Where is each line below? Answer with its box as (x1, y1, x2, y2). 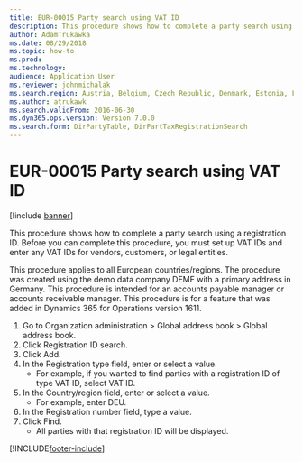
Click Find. (22, 416, 62, 427)
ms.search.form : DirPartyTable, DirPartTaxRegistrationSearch (9, 123, 248, 132)
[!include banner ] (9, 209, 74, 221)
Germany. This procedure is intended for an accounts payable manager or (9, 283, 285, 294)
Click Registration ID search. (22, 339, 128, 350)
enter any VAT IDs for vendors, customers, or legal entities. (9, 246, 228, 257)
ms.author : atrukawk (9, 97, 87, 106)
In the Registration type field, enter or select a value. (22, 358, 218, 369)
